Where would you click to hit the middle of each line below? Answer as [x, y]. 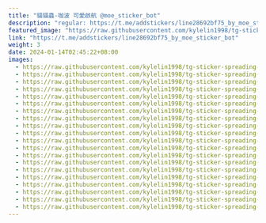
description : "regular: [47, 23]
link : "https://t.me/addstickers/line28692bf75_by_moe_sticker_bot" [123, 38]
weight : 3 [25, 45]
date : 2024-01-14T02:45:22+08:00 [63, 52]
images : [21, 60]
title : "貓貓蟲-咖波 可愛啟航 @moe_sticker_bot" [84, 15]
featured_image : [35, 30]
